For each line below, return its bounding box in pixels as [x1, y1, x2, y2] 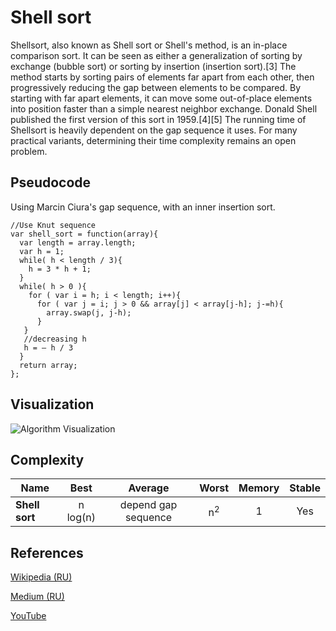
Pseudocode [10, 174, 92, 191]
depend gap [119, 498, 178, 512]
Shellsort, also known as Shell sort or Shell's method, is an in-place [10, 39, 288, 51]
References [10, 544, 84, 561]
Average [128, 481, 170, 495]
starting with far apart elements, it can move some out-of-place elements [10, 92, 313, 104]
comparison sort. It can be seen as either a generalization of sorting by [10, 49, 303, 61]
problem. [10, 145, 48, 157]
